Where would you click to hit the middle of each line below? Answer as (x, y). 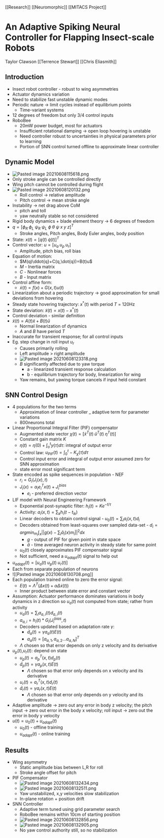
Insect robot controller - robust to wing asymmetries (65, 89)
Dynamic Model (30, 162)
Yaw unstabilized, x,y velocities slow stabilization (69, 794)
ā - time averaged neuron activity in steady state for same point (92, 544)
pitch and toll (33, 210)
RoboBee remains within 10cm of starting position (70, 814)
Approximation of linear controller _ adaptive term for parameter (84, 412)
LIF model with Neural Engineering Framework (59, 500)
